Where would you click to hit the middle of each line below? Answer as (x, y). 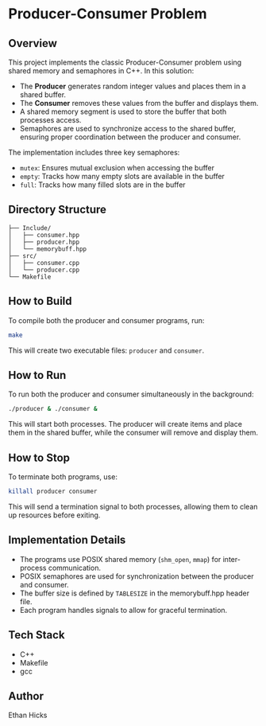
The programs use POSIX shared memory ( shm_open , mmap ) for (120, 559)
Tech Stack (37, 635)
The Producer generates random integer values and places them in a (133, 86)
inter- (231, 559)
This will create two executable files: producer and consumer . (106, 350)
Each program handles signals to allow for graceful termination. (123, 610)
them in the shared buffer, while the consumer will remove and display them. (133, 433)
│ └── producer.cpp (44, 270)
